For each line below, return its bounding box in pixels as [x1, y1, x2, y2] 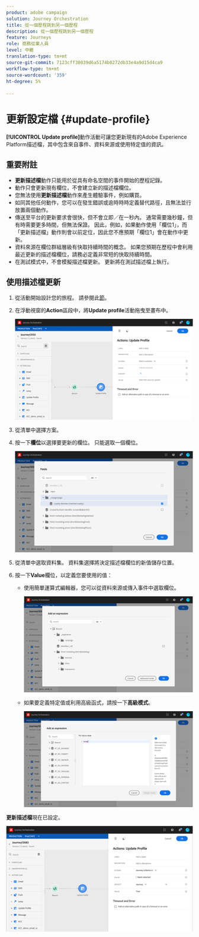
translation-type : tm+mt [6, 53, 68, 59]
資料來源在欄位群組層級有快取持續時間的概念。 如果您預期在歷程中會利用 [14, 243, 193, 250]
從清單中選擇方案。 [14, 427, 62, 434]
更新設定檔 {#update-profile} [6, 113, 150, 126]
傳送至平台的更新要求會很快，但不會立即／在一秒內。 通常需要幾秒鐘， [14, 213, 188, 220]
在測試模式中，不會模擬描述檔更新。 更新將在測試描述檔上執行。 [14, 258, 172, 265]
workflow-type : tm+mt [6, 66, 60, 72]
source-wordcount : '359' [6, 72, 68, 78]
